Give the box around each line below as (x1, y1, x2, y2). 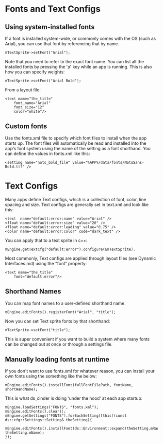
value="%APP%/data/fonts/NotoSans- (72, 160, 145, 165)
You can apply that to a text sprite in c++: (5, 237, 88, 243)
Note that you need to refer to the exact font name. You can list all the (5, 59, 144, 64)
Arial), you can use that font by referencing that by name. (5, 41, 119, 47)
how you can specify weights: (5, 69, 65, 75)
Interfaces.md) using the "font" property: (5, 260, 87, 266)
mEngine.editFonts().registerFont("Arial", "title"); (5, 309, 116, 314)
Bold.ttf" (5, 164, 25, 169)
